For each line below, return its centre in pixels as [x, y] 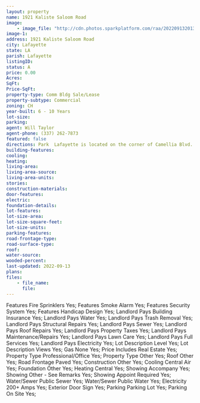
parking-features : [29, 233]
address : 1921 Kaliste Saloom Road [50, 39]
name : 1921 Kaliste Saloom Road [46, 17]
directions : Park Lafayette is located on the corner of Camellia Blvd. [100, 144]
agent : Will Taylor [30, 128]
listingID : [20, 61]
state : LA [18, 51]
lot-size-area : [25, 217]
